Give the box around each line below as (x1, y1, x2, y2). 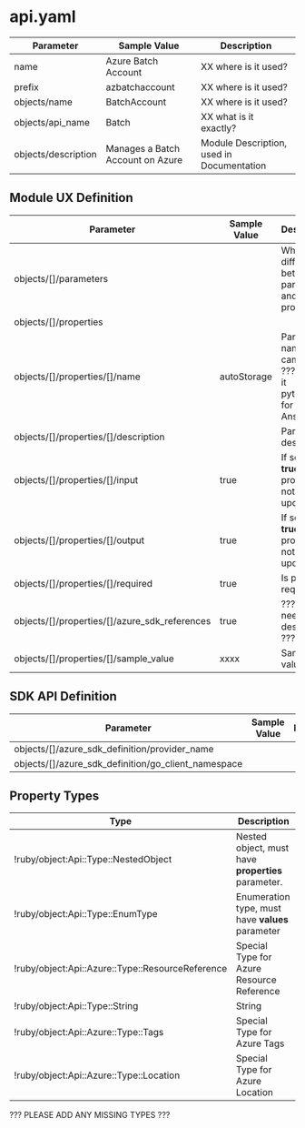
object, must (235, 841, 290, 854)
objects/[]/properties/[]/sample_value (14, 652, 174, 665)
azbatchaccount (105, 80, 175, 93)
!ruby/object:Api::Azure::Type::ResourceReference (14, 962, 228, 975)
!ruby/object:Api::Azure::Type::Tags (14, 1026, 164, 1039)
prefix (14, 80, 39, 93)
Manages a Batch (105, 142, 180, 155)
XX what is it (201, 110, 254, 123)
